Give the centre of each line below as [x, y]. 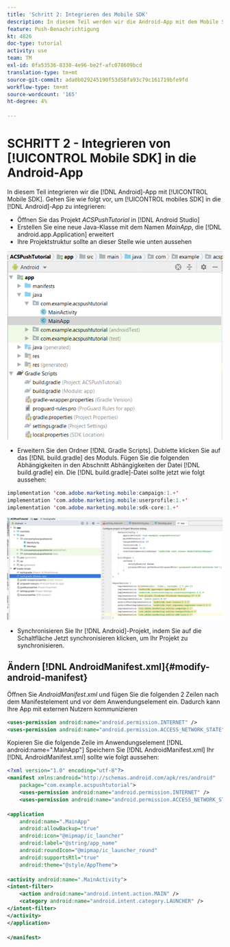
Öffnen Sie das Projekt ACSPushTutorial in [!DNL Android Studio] [108, 219]
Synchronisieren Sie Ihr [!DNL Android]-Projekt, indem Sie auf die [109, 631]
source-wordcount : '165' [42, 94]
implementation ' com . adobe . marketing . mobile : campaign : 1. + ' [93, 493]
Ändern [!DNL [37, 667]
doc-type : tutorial [35, 44]
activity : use [27, 51]
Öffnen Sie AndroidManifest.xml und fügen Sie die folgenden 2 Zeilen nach [113, 694]
